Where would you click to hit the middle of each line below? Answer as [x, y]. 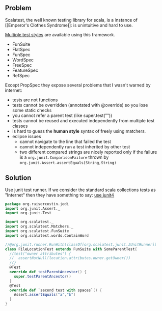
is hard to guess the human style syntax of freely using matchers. [79, 131]
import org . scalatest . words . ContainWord [47, 235]
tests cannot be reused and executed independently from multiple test [83, 120]
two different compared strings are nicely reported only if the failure [88, 152]
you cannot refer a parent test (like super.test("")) [62, 115]
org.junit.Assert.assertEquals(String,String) [68, 163]
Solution [18, 178]
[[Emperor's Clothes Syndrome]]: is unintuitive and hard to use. [69, 25]
